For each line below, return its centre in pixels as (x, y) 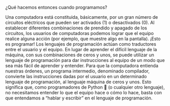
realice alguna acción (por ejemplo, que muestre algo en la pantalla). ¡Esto (83, 39)
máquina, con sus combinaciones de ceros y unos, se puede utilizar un (80, 55)
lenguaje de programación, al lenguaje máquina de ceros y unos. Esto (78, 82)
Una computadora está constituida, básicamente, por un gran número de (82, 17)
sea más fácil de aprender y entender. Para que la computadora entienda (82, 66)
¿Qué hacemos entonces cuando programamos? (56, 7)
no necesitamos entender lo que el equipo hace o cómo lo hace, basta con (83, 93)
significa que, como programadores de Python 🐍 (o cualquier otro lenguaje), (85, 87)
